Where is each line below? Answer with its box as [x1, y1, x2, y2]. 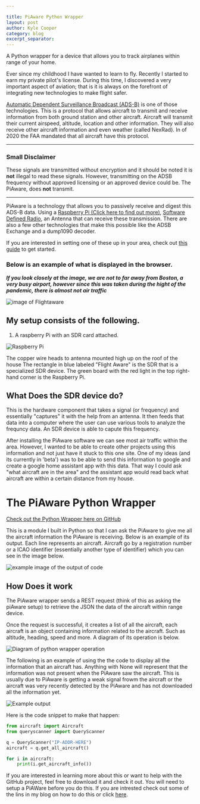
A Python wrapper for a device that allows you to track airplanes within [6, 52, 180, 60]
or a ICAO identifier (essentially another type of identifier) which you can [6, 546, 184, 553]
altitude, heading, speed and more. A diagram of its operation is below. [6, 634, 180, 641]
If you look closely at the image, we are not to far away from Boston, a [6, 274, 183, 281]
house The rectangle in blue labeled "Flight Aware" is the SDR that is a [6, 361, 179, 368]
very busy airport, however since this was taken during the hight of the [6, 281, 186, 288]
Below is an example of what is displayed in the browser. [6, 260, 173, 269]
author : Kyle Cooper [6, 25, 58, 31]
